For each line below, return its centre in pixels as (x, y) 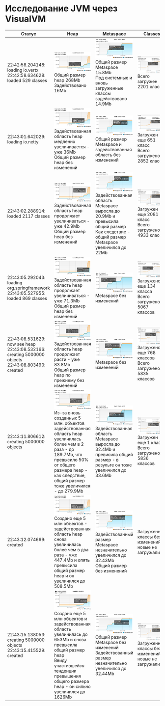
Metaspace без (111, 642)
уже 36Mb (65, 152)
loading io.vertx (23, 70)
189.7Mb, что (68, 454)
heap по (62, 375)
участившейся (69, 666)
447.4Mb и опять (72, 560)
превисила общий (114, 455)
